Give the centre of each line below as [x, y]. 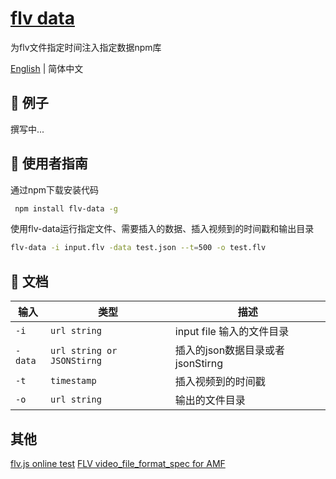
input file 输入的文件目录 [232, 332]
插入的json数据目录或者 [230, 350]
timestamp [73, 381]
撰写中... [27, 129]
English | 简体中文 [47, 68]
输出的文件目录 [210, 400]
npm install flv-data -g [66, 208]
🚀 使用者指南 [49, 163]
